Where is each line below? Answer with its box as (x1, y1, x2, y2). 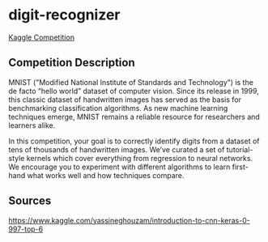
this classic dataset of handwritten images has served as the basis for (8, 95, 241, 104)
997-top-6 (8, 224, 43, 234)
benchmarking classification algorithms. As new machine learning (8, 103, 228, 113)
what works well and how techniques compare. (27, 170, 185, 180)
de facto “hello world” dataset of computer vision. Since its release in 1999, (8, 86, 259, 96)
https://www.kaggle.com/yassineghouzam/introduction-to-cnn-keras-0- (8, 215, 251, 225)
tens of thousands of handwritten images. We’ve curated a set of (8, 144, 225, 155)
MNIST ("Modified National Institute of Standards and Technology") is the (8, 77, 253, 87)
